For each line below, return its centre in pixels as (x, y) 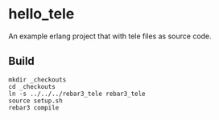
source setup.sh (35, 101)
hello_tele (41, 14)
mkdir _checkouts (37, 80)
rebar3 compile (34, 108)
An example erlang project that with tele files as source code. (110, 36)
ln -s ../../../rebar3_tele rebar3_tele (77, 94)
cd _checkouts (32, 86)
